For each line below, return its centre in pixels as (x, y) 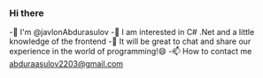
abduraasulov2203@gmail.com (66, 64)
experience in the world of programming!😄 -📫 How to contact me (131, 52)
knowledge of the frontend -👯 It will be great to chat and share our (130, 41)
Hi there (27, 13)
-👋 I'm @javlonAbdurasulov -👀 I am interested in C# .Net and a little (132, 32)
